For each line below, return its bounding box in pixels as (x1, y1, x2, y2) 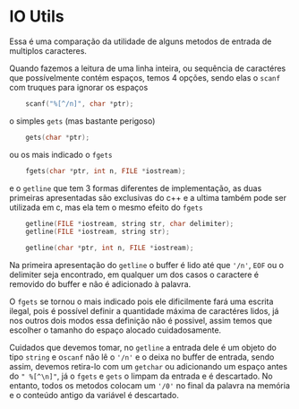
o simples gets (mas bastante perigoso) (9, 115, 156, 126)
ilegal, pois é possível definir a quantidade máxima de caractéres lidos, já (9, 306, 279, 317)
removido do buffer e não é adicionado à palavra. (9, 279, 192, 290)
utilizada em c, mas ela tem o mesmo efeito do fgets (9, 202, 203, 213)
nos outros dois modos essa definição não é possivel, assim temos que (9, 316, 273, 326)
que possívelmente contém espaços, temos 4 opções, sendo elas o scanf (9, 72, 280, 83)
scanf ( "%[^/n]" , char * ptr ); (25, 99, 134, 109)
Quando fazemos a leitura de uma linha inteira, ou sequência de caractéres (9, 63, 286, 74)
